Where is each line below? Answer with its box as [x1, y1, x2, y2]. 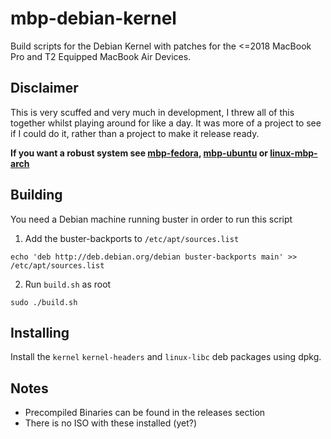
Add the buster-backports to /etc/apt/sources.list [24, 232, 240, 244]
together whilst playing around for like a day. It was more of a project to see [10, 117, 322, 129]
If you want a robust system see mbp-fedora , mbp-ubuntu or [10, 147, 268, 159]
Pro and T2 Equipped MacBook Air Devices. [10, 50, 192, 62]
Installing [10, 324, 70, 341]
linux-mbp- [269, 147, 318, 159]
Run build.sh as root [24, 278, 112, 290]
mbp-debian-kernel [10, 7, 177, 30]
